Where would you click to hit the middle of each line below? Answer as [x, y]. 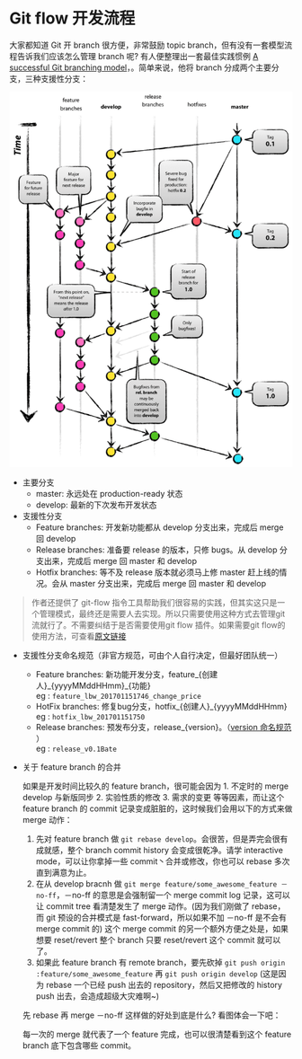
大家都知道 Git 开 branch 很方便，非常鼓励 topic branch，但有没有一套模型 [147, 45]
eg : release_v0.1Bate [76, 749]
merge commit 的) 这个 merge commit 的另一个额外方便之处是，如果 [162, 929]
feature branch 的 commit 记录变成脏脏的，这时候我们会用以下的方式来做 [157, 808]
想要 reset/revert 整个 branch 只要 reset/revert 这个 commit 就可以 [158, 940]
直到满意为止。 [63, 873]
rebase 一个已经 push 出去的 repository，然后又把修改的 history [164, 985]
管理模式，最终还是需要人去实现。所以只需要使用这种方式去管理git [162, 614]
